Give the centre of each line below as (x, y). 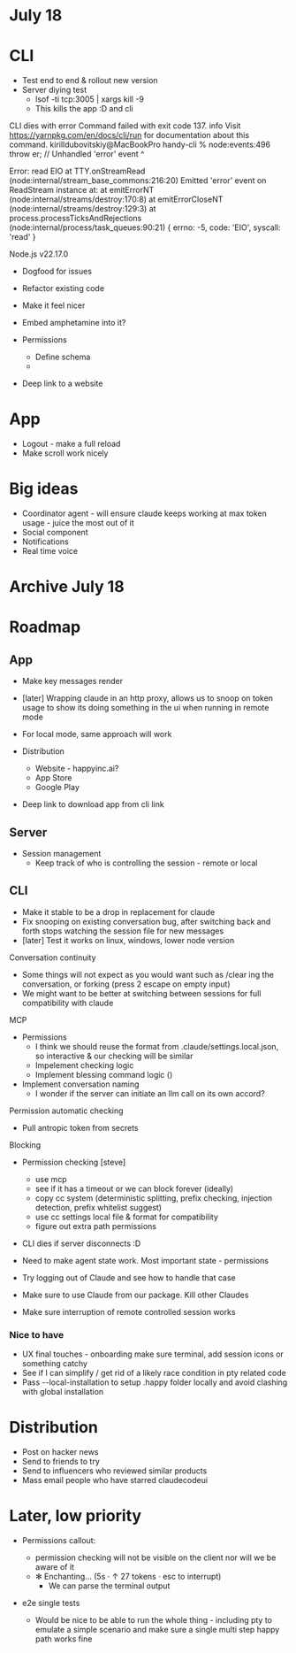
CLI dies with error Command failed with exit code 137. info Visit (125, 126)
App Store (53, 778)
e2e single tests (51, 1603)
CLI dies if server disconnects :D (81, 1243)
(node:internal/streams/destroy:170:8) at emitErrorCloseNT (116, 199)
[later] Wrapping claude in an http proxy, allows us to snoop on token (148, 698)
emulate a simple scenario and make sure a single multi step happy (157, 1629)
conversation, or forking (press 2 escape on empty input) (126, 984)
